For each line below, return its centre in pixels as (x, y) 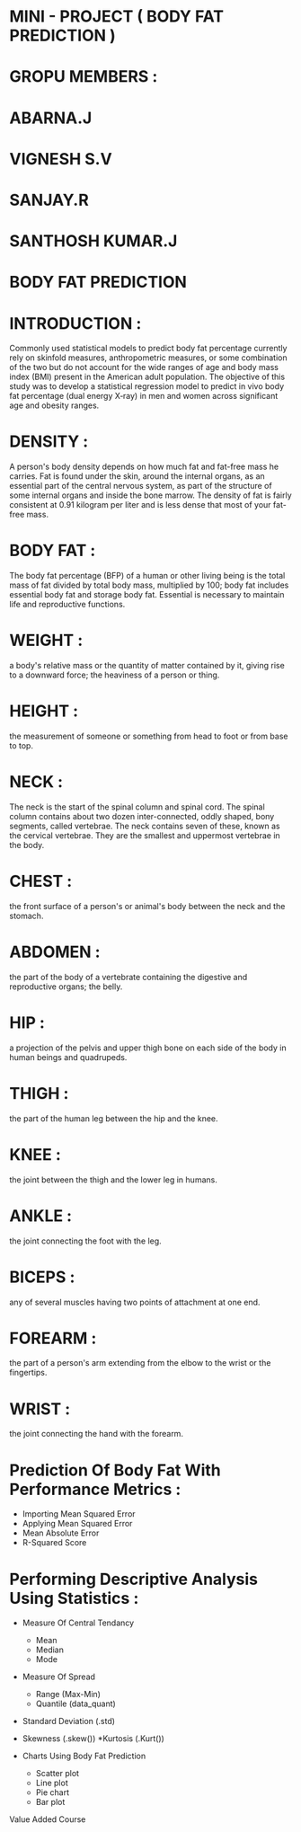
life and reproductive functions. (67, 605)
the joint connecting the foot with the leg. (85, 1241)
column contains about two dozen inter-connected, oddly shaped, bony (142, 816)
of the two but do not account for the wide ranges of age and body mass (144, 367)
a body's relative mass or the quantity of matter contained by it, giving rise (147, 666)
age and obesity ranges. (54, 405)
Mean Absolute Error (61, 1533)
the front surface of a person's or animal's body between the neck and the (147, 906)
